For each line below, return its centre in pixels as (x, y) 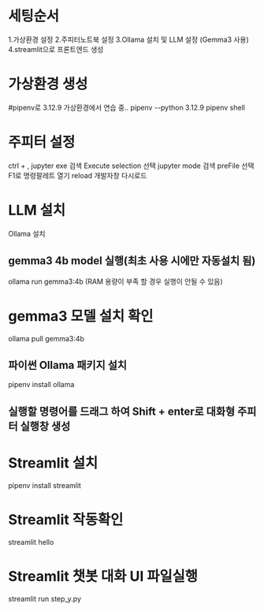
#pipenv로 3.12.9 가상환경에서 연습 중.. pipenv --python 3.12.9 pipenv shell (127, 107)
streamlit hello (31, 542)
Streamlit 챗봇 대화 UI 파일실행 (103, 576)
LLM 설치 (37, 210)
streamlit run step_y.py (45, 598)
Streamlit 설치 (53, 463)
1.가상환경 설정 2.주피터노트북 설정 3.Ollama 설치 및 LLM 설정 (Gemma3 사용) (129, 39)
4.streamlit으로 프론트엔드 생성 (56, 49)
